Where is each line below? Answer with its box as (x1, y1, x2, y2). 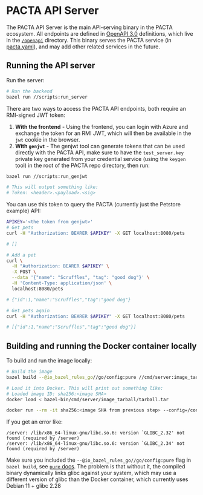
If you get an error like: (6, 418, 63, 425)
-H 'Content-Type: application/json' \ (11, 280, 112, 286)
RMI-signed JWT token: (6, 111, 65, 119)
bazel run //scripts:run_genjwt (6, 173, 88, 179)
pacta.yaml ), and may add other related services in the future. (6, 43, 160, 50)
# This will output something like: (6, 184, 98, 191)
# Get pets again (6, 307, 50, 313)
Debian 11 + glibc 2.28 (6, 482, 62, 490)
